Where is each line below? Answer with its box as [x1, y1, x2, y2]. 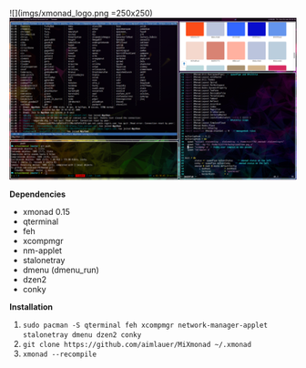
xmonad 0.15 [22, 206, 71, 217]
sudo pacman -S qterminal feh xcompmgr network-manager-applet [22, 321, 269, 330]
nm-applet [22, 245, 62, 256]
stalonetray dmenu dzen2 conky [22, 330, 142, 340]
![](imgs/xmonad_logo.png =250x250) [9, 8, 153, 18]
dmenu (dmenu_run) [22, 264, 100, 275]
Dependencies [9, 189, 66, 199]
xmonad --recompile [22, 350, 97, 359]
